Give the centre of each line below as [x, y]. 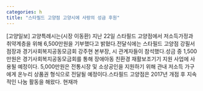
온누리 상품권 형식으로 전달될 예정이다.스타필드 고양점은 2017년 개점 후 [101, 74]
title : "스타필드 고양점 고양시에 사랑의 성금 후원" [63, 18]
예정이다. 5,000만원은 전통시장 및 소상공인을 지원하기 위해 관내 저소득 [100, 66]
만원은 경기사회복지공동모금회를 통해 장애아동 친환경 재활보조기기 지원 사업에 [98, 59]
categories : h [24, 12]
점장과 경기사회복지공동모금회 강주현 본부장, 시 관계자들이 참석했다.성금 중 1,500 [102, 51]
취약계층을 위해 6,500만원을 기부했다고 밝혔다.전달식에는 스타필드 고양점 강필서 [101, 43]
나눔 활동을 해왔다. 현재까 [48, 82]
